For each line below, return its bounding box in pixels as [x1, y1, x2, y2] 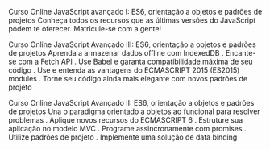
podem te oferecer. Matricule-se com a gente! [8, 24, 162, 33]
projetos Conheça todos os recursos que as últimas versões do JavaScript [8, 15, 256, 25]
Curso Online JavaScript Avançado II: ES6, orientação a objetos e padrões [8, 98, 255, 107]
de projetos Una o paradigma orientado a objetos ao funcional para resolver [8, 106, 260, 116]
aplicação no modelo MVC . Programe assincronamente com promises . [8, 124, 247, 133]
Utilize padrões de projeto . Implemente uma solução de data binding [8, 132, 238, 142]
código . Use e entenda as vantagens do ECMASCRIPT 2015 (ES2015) [8, 65, 240, 75]
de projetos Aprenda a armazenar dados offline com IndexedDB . [8, 48, 224, 57]
